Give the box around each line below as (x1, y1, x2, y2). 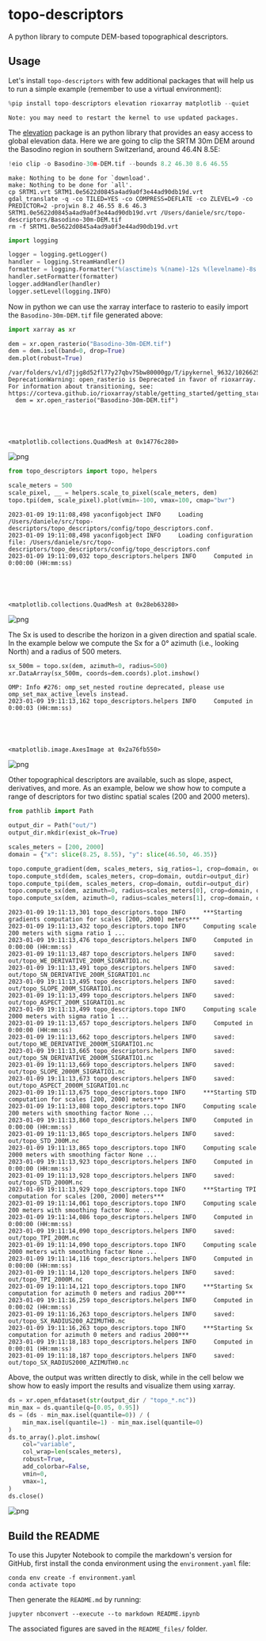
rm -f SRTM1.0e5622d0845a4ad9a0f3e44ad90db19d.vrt (8, 222, 179, 230)
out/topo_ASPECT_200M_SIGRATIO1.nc (8, 999, 126, 1007)
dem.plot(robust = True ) (8, 355, 83, 363)
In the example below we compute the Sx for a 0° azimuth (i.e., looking (8, 638, 239, 648)
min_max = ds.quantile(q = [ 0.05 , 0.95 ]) (8, 1404, 140, 1411)
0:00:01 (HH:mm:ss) (8, 1345, 73, 1353)
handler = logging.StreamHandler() (8, 258, 126, 266)
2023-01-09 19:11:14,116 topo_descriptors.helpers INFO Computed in (8, 1255, 253, 1263)
